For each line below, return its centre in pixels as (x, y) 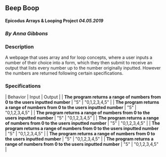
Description (20, 46)
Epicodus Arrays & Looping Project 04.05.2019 (54, 20)
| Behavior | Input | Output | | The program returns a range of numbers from (83, 97)
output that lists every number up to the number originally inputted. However (83, 68)
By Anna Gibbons (27, 33)
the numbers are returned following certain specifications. (64, 73)
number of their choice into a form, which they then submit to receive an (79, 63)
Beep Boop (22, 8)
